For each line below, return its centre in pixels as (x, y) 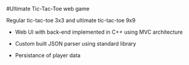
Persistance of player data (48, 55)
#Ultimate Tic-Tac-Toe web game (48, 9)
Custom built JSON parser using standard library (75, 44)
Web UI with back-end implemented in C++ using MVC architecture (99, 32)
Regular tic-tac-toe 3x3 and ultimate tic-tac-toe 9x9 (71, 20)
